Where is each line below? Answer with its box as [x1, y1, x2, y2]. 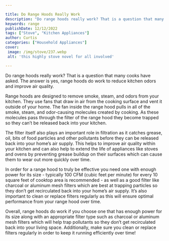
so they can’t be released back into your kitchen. [5, 120, 107, 126]
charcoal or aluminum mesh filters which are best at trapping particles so [5, 182, 158, 188]
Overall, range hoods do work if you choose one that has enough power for [5, 208, 162, 214]
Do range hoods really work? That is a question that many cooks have [5, 72, 151, 78]
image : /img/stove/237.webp [7, 49, 67, 55]
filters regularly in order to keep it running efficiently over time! [5, 229, 136, 235]
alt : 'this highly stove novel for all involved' [7, 54, 114, 59]
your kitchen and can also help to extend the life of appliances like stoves [5, 146, 158, 152]
